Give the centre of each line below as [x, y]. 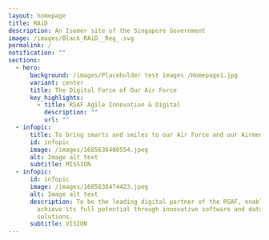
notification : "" [37, 53]
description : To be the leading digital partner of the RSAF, [135, 202]
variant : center [56, 82]
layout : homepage [37, 16]
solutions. [55, 217]
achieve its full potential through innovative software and [141, 209]
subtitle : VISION [58, 224]
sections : [25, 61]
